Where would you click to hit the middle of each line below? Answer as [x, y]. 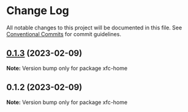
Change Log [38, 11]
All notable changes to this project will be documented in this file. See [94, 28]
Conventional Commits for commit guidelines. [64, 34]
